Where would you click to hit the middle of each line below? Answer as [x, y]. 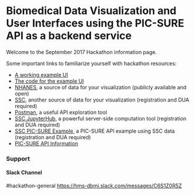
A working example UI [41, 75]
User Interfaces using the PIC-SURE [95, 23]
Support [18, 159]
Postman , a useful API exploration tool [61, 112]
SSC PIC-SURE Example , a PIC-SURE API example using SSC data [95, 131]
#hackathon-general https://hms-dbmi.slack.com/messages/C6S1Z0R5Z [94, 186]
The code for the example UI [49, 81]
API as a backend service [69, 36]
